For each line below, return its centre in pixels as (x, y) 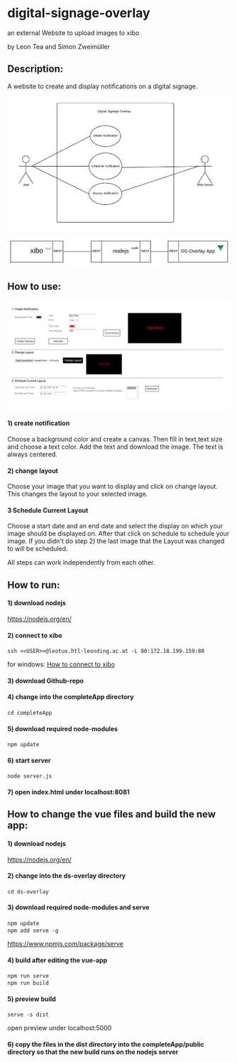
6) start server (29, 760)
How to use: (34, 287)
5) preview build (32, 999)
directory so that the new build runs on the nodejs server (93, 1052)
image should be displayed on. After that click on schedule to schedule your (118, 534)
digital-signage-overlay (79, 13)
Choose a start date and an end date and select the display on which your (115, 526)
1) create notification (39, 423)
